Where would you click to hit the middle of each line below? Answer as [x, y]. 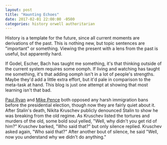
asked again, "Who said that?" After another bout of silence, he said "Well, [82, 132]
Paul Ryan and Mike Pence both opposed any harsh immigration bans [77, 100]
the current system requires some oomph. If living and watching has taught [82, 69]
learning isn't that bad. [28, 90]
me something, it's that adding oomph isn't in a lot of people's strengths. [80, 74]
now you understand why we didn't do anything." [56, 137]
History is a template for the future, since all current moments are [72, 38]
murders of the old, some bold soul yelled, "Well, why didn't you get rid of [81, 121]
